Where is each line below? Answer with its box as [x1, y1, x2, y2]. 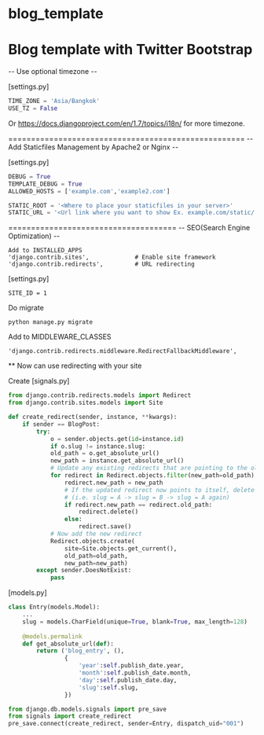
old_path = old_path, [64, 552, 128, 560]
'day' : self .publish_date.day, [78, 676, 178, 684]
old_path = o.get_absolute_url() [49, 450, 159, 458]
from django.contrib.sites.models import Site [8, 399, 163, 407]
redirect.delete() [78, 508, 139, 516]
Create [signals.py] [8, 377, 70, 386]
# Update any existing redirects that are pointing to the [49, 465, 247, 472]
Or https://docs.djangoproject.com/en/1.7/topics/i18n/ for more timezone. [8, 119, 245, 128]
